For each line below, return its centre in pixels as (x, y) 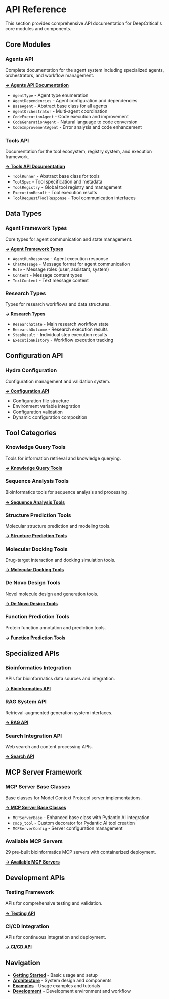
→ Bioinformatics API (28, 689)
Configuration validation (38, 412)
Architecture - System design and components (62, 980)
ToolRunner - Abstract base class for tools (56, 176)
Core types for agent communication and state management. (69, 239)
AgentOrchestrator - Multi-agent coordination (60, 111)
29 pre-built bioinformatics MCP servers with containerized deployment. (81, 852)
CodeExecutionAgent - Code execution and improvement (71, 116)
